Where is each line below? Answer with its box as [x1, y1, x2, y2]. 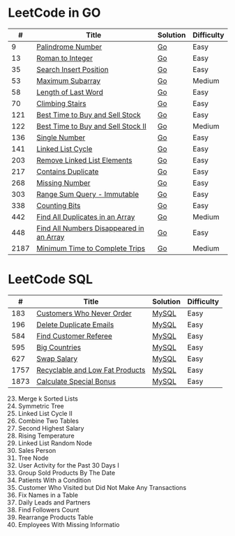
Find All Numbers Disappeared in [36, 223, 145, 233]
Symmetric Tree [17, 401, 65, 410]
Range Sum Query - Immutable [36, 189, 139, 199]
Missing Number [36, 178, 91, 188]
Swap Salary [36, 354, 78, 364]
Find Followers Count [17, 505, 79, 514]
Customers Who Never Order [36, 308, 132, 318]
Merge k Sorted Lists [17, 394, 79, 403]
